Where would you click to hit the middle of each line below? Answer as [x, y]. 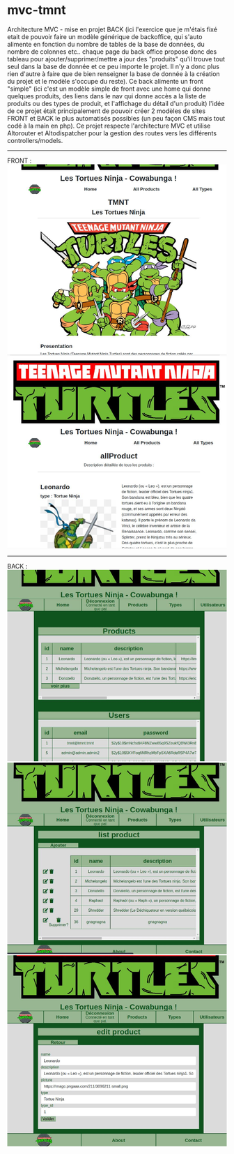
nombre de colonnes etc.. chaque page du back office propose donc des [112, 52]
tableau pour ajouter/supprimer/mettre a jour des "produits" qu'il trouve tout [116, 59]
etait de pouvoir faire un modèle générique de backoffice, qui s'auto [105, 36]
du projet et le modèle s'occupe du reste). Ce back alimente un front [105, 81]
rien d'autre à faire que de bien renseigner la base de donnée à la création [114, 74]
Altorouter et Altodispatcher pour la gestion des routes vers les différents [112, 133]
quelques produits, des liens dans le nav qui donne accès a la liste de [107, 96]
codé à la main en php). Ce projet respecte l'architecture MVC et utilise [109, 126]
